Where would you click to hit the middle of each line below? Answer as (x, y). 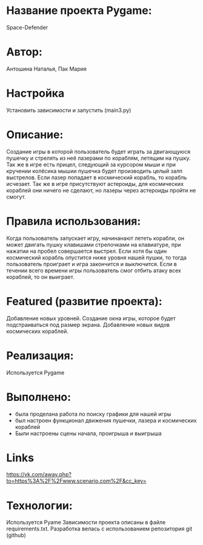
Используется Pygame (35, 372)
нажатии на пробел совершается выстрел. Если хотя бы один (87, 251)
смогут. (16, 197)
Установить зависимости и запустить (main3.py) (69, 110)
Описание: (35, 135)
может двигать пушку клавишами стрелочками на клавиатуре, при (94, 244)
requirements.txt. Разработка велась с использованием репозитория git (99, 529)
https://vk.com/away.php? (39, 475)
